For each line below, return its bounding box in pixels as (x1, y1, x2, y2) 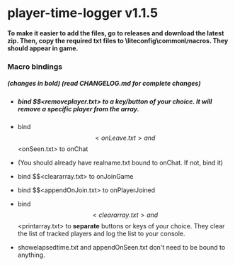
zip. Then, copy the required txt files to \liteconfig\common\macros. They (7, 36, 229, 45)
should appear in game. (7, 44, 79, 52)
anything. (17, 250, 45, 260)
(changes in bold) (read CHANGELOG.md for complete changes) (7, 79, 201, 88)
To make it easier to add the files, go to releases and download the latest (7, 28, 224, 37)
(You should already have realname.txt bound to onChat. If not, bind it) (17, 158, 224, 167)
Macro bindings (7, 62, 62, 72)
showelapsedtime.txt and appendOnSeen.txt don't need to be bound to (17, 243, 226, 252)
